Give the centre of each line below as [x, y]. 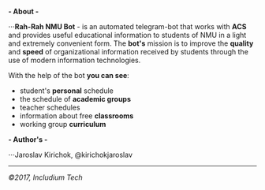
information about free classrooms [77, 116]
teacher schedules [50, 107]
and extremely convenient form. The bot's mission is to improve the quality [131, 43]
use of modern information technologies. [75, 60]
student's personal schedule [67, 91]
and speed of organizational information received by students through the [128, 52]
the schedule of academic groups [75, 99]
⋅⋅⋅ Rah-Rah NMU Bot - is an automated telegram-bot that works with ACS [127, 26]
